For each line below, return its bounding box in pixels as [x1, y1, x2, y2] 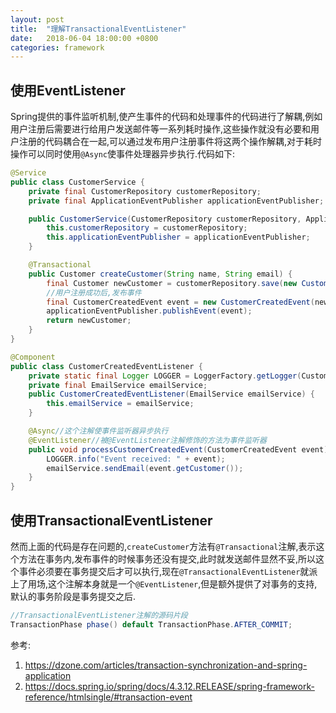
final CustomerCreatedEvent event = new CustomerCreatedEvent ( [46, 297, 315, 307]
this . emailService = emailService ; [46, 399, 195, 409]
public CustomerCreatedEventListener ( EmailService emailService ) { [28, 389, 315, 400]
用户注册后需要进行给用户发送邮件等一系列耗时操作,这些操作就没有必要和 [10, 123, 312, 135]
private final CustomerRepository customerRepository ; [28, 186, 262, 196]
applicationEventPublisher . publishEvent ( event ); [46, 306, 253, 316]
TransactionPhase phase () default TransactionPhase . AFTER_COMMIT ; [10, 619, 293, 630]
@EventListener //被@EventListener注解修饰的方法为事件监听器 [28, 435, 267, 445]
